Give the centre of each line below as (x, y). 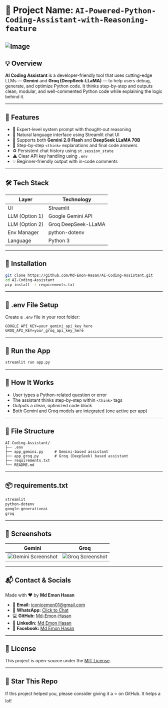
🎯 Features (22, 117)
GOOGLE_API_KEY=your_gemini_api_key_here (49, 326)
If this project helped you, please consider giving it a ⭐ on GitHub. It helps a (83, 694)
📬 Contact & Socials (38, 580)
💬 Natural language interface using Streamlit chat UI (66, 135)
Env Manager (23, 232)
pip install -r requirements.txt (40, 285)
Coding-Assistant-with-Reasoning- (77, 20)
